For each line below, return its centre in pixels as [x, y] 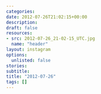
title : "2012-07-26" [31, 76]
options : [17, 55]
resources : [19, 33]
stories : [17, 66]
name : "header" [30, 44]
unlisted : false [31, 60]
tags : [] [17, 82]
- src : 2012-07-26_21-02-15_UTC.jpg [50, 39]
